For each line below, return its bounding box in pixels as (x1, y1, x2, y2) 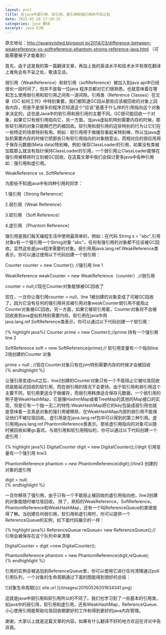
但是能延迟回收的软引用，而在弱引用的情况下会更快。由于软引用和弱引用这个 (5, 384, 161, 390)
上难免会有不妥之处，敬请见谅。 (5, 69, 70, 75)
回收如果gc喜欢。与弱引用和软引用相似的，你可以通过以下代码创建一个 (13, 427, 158, 433)
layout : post (5, 7, 32, 12)
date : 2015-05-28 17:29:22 (5, 16, 61, 21)
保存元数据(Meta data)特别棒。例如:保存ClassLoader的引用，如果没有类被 (9, 142, 160, 148)
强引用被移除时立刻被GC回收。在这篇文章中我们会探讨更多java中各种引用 (5, 154, 154, 160)
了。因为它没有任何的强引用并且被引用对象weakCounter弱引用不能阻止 (5, 300, 150, 306)
